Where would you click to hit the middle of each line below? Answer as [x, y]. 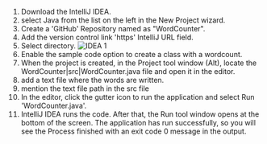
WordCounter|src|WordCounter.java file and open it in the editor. [128, 71]
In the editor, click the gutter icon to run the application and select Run [138, 97]
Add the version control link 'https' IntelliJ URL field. [107, 37]
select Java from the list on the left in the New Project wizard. [123, 20]
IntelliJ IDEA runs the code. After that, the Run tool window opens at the [140, 114]
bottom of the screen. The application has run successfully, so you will [138, 123]
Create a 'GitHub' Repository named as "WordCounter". [113, 29]
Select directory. [48, 46]
